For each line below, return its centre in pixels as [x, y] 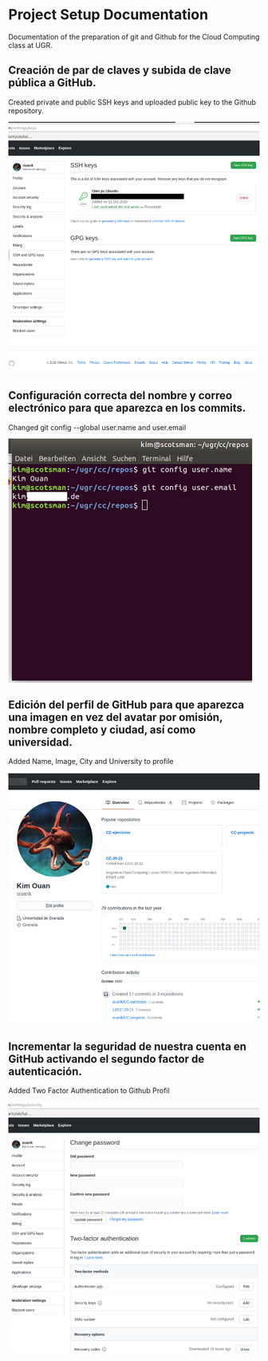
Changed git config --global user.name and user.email [97, 427]
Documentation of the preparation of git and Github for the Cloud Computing [134, 37]
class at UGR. [31, 45]
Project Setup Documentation [108, 15]
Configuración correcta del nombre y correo [120, 396]
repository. [26, 110]
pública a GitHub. [53, 83]
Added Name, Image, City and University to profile [91, 762]
